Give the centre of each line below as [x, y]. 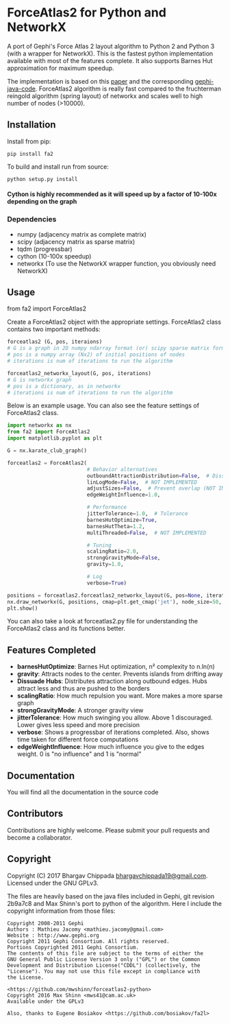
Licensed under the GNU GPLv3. [53, 883]
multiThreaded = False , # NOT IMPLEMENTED [146, 533]
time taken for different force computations [78, 739]
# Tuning [99, 545]
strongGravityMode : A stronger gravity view [80, 711]
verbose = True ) [107, 583]
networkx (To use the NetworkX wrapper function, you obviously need [116, 263]
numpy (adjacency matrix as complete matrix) [82, 234]
